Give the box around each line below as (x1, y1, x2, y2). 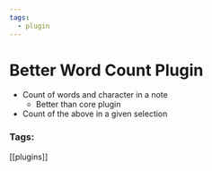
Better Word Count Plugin (9, 60, 204, 81)
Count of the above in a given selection (22, 108, 168, 119)
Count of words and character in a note (22, 90, 168, 100)
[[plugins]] (9, 151, 49, 162)
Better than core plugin (35, 99, 121, 110)
